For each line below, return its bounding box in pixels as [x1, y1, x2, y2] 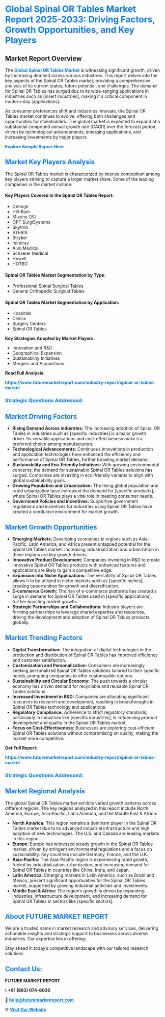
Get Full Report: [5, 745, 38, 750]
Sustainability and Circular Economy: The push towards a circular [12, 678, 148, 684]
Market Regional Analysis [5, 787, 85, 796]
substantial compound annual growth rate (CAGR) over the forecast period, [5, 124, 157, 130]
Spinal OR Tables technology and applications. [12, 704, 107, 710]
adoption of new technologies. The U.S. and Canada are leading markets [12, 830, 160, 836]
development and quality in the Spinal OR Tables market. [12, 720, 127, 725]
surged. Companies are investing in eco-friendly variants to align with [12, 472, 153, 478]
